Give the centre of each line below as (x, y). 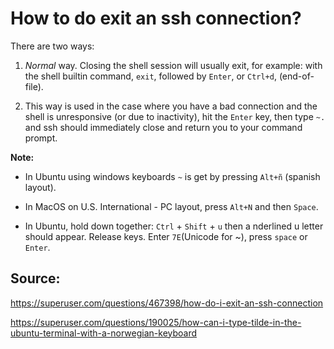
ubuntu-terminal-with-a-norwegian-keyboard (104, 333)
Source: (35, 278)
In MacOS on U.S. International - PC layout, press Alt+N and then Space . (171, 206)
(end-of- (296, 76)
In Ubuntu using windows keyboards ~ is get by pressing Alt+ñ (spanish (172, 176)
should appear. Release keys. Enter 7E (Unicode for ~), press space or (166, 236)
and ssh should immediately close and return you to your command (163, 127)
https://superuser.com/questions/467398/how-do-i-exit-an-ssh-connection (167, 303)
